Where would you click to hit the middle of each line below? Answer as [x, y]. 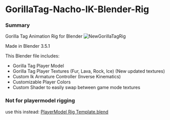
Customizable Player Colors [42, 82]
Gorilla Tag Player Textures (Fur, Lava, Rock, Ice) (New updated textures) [89, 71]
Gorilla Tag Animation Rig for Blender [44, 36]
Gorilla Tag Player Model [38, 66]
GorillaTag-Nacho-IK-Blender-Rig [77, 9]
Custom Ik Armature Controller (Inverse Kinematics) [66, 77]
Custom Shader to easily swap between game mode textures [76, 87]
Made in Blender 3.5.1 [28, 46]
